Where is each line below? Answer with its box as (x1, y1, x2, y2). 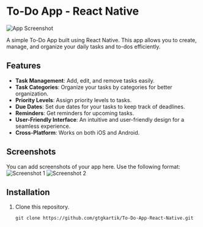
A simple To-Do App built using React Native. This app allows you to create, (6, 36, 197, 43)
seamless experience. (15, 122, 71, 130)
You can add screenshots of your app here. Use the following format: (6, 163, 180, 170)
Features (6, 61, 41, 71)
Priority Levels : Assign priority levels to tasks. (15, 96, 132, 103)
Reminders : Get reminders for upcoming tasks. (15, 109, 135, 117)
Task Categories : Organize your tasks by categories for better (15, 83, 172, 91)
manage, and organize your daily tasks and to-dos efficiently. (6, 43, 161, 50)
